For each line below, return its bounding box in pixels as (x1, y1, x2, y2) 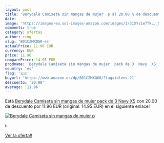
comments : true (5, 25, 36, 30)
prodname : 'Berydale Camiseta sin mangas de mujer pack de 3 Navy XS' (5, 62, 159, 67)
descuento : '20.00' (5, 80, 45, 85)
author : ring (5, 35, 32, 40)
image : (5, 21, 19, 26)
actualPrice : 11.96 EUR (5, 44, 54, 48)
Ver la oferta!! (5, 132, 33, 138)
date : (5, 16, 16, 21)
